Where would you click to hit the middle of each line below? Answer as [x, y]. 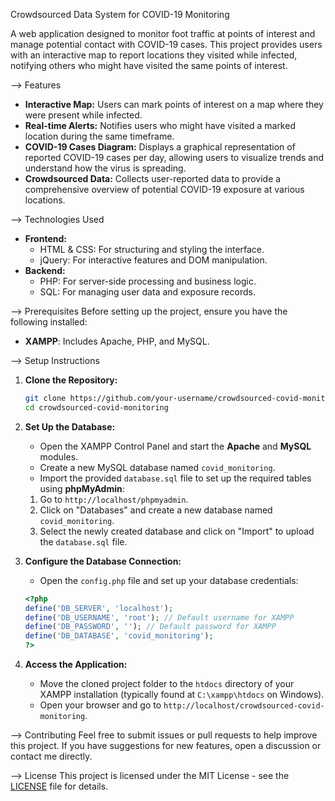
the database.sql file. [83, 541]
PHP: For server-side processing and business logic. [148, 281]
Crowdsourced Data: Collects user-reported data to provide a [153, 178]
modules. [59, 456]
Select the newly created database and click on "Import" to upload [177, 531]
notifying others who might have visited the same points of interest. [149, 65]
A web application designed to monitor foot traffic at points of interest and [163, 33]
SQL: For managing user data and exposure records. [147, 292]
